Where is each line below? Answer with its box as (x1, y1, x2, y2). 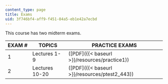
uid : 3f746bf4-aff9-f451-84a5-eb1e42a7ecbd (5, 16, 97, 21)
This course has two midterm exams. (5, 30, 81, 36)
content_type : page (5, 7, 46, 12)
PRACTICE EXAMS (91, 42, 137, 49)
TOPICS (38, 42, 57, 49)
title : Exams (5, 12, 32, 17)
